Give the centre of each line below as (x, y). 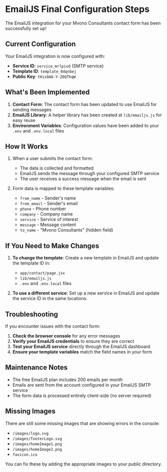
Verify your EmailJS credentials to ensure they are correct (73, 341)
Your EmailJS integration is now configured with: (55, 56)
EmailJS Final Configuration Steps (77, 9)
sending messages (32, 109)
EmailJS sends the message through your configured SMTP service (89, 173)
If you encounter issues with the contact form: (53, 326)
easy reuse (24, 120)
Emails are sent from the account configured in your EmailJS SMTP (81, 385)
